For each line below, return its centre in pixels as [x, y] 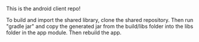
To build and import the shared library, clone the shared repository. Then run [100, 20]
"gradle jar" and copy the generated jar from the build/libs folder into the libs [100, 26]
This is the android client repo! [43, 9]
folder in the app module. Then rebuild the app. [64, 33]
